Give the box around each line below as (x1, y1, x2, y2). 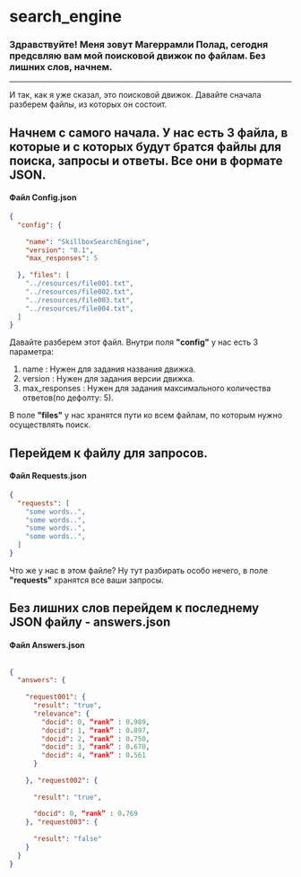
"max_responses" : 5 (25, 254, 99, 263)
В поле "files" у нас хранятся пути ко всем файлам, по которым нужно (9, 410, 283, 421)
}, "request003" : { (25, 818, 99, 827)
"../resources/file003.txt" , (25, 295, 134, 304)
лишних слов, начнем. (9, 61, 113, 74)
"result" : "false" (32, 835, 102, 844)
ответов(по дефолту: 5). (21, 392, 114, 403)
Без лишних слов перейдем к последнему (9, 601, 260, 616)
